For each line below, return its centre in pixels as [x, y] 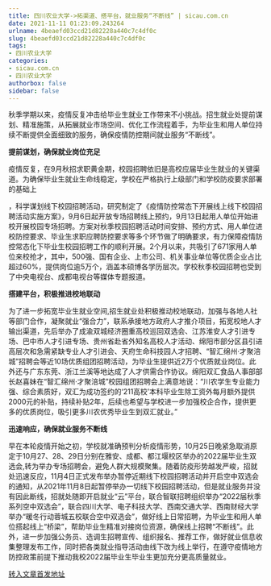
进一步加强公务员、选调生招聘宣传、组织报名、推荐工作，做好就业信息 [139, 537]
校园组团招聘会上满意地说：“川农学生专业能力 [184, 382]
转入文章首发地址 [37, 574]
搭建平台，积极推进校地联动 [54, 294]
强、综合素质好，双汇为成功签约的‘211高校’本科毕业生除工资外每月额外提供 [132, 392]
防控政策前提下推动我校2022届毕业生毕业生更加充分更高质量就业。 [120, 557]
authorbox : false [38, 83]
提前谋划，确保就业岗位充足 [54, 152]
